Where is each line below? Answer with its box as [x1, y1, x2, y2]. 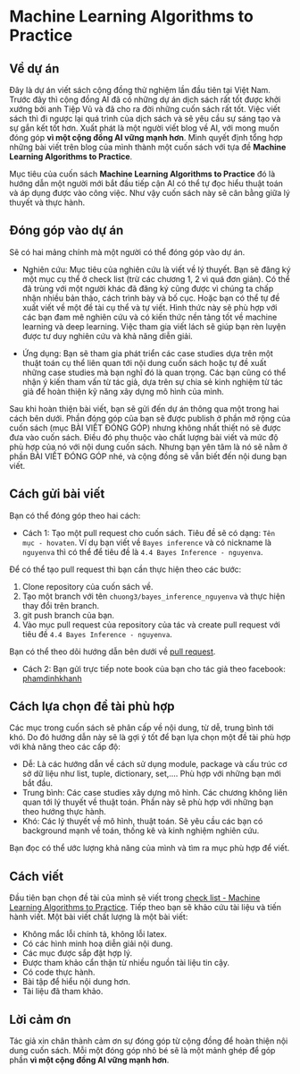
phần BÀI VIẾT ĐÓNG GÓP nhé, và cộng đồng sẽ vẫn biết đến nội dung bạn [9, 450, 287, 462]
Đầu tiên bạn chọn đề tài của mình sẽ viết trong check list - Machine [9, 892, 261, 903]
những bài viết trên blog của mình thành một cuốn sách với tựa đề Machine [9, 141, 287, 152]
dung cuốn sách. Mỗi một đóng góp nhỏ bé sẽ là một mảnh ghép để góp [9, 1045, 276, 1056]
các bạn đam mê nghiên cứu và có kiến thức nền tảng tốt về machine [21, 311, 278, 322]
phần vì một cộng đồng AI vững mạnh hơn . [9, 1054, 170, 1066]
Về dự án [9, 61, 60, 76]
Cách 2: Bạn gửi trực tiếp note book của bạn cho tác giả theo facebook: [21, 663, 286, 674]
